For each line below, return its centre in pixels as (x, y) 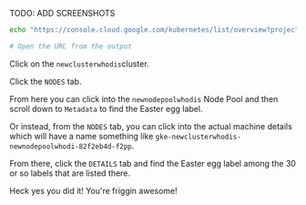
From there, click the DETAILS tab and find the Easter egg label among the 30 (153, 163)
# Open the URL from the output (71, 46)
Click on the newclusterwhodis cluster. (79, 64)
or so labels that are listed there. (70, 173)
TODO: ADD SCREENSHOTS (62, 13)
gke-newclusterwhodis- (198, 137)
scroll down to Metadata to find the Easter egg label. (106, 108)
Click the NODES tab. (46, 81)
